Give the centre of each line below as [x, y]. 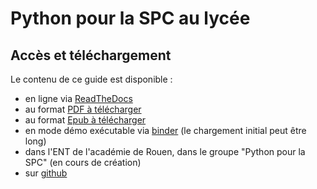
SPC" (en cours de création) [83, 162]
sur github [46, 173]
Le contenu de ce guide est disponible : [91, 79]
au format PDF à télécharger [83, 109]
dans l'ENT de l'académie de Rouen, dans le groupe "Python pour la [165, 151]
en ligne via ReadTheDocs [78, 98]
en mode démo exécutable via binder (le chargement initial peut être [165, 130]
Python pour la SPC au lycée [130, 18]
